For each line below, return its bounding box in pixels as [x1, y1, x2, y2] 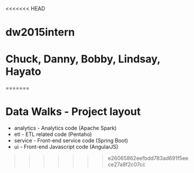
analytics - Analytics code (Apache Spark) [14, 125, 117, 132]
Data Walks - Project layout [5, 105, 141, 118]
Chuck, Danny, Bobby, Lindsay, [5, 52, 160, 66]
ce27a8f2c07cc [108, 161, 146, 168]
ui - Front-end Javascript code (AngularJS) [14, 144, 119, 151]
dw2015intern [5, 26, 75, 39]
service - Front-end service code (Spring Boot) [14, 137, 129, 144]
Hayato [5, 65, 42, 78]
